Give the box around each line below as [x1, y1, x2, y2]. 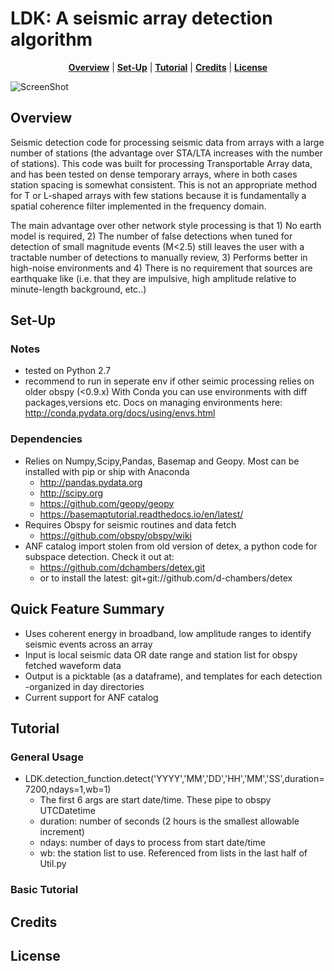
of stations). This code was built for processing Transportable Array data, [10, 157, 313, 169]
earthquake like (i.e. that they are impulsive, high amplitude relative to [10, 272, 297, 284]
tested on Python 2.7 [24, 365, 112, 377]
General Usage [10, 750, 84, 764]
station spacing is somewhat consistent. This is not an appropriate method [10, 178, 318, 191]
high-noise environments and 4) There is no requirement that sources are [10, 262, 313, 274]
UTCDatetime [39, 805, 96, 817]
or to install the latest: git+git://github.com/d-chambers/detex [39, 572, 293, 584]
